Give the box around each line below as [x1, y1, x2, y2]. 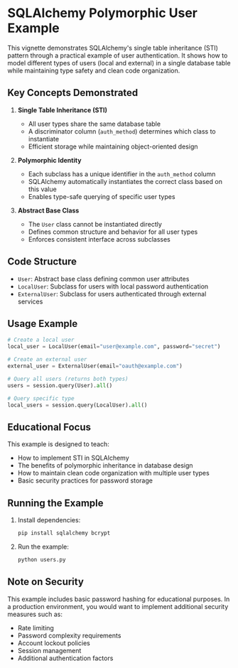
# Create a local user [7, 336, 75, 344]
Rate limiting [17, 623, 55, 632]
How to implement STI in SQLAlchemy [17, 453, 129, 463]
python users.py [17, 556, 66, 563]
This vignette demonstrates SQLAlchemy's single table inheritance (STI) [7, 43, 219, 52]
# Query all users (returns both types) [7, 375, 129, 382]
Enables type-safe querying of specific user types [28, 192, 175, 200]
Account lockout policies [17, 638, 90, 647]
